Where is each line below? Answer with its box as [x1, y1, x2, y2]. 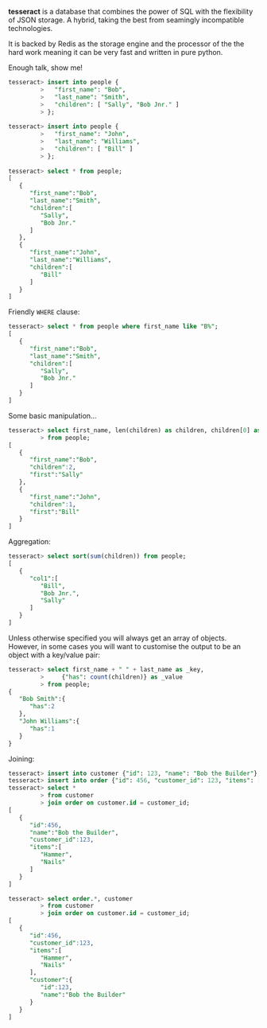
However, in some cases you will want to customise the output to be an [8, 641, 241, 651]
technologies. [8, 24, 53, 33]
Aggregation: [8, 537, 52, 547]
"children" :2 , [29, 463, 77, 472]
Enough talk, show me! [8, 63, 83, 72]
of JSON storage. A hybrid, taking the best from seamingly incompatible [8, 15, 245, 25]
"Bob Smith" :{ [18, 695, 66, 703]
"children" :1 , [29, 500, 77, 508]
